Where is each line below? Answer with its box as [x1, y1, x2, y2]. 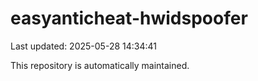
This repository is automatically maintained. [10, 59, 190, 71]
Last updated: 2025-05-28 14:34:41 [10, 40, 157, 52]
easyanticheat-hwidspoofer [10, 7, 248, 30]
